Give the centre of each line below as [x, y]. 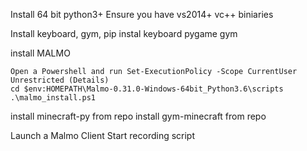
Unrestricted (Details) [60, 80]
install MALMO [40, 53]
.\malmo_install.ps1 [53, 98]
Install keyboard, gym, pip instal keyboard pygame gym [124, 33]
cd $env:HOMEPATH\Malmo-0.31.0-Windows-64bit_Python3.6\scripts [147, 89]
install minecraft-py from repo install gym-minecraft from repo [138, 116]
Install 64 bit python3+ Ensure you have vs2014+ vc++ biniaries [142, 14]
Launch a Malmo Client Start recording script [103, 135]
